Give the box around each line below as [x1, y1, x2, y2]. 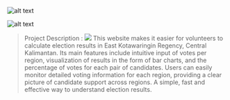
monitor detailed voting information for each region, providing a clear [24, 71, 222, 79]
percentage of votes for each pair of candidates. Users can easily [24, 63, 213, 72]
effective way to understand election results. [24, 86, 152, 93]
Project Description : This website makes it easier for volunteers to [24, 34, 224, 42]
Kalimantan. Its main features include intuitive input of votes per [24, 49, 207, 57]
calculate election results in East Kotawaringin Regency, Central [24, 41, 207, 50]
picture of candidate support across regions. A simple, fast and [24, 78, 206, 86]
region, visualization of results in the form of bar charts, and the [24, 56, 207, 64]
